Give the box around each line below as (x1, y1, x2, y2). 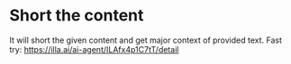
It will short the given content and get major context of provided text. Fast (9, 35, 282, 45)
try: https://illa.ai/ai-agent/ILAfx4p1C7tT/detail (9, 44, 179, 54)
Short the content (9, 5, 144, 26)
